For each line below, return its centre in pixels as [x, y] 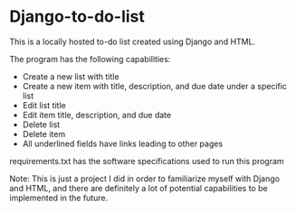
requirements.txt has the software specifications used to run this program [147, 161]
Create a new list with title [71, 76]
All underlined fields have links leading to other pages [123, 143]
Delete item [44, 134]
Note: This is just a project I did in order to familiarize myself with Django [145, 179]
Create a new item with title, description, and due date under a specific [155, 86]
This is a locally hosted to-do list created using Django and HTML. [133, 41]
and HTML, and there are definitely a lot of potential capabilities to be [139, 188]
